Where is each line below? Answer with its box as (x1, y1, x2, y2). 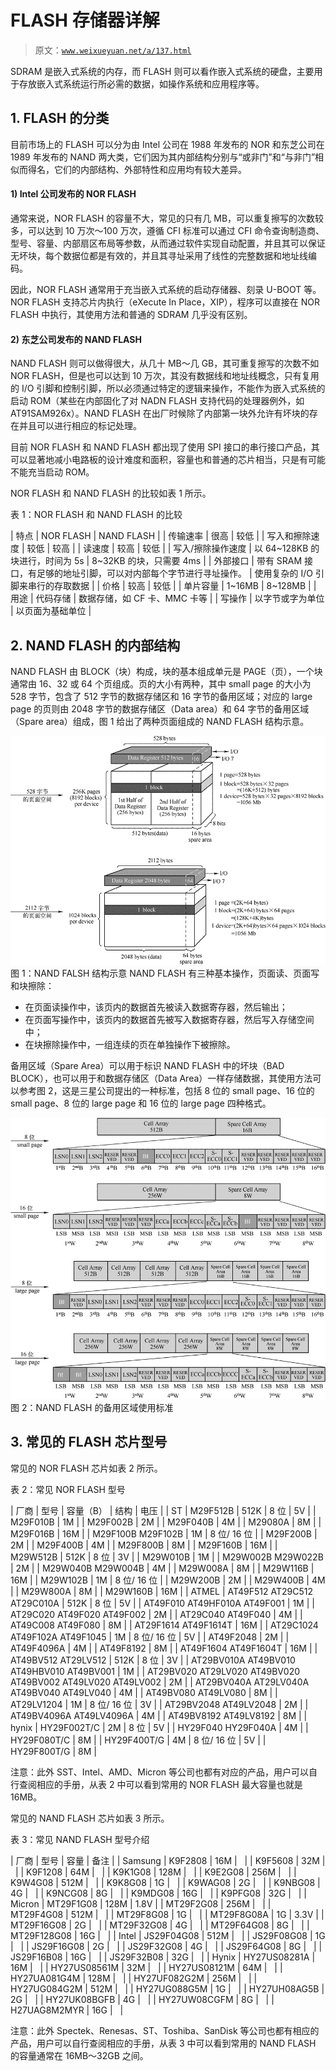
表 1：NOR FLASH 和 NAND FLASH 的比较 (10, 509, 183, 521)
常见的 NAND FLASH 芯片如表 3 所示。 (10, 1812, 170, 1824)
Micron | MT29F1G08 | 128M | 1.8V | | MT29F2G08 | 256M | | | (10, 1897, 272, 1910)
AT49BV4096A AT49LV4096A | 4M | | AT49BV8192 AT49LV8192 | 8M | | (10, 1709, 308, 1721)
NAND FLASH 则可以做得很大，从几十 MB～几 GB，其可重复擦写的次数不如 (10, 357, 320, 370)
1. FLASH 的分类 (10, 110, 110, 127)
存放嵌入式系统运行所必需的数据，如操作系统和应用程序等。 (18, 77, 265, 90)
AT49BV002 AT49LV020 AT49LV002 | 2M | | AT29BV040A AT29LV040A (10, 1676, 310, 1688)
